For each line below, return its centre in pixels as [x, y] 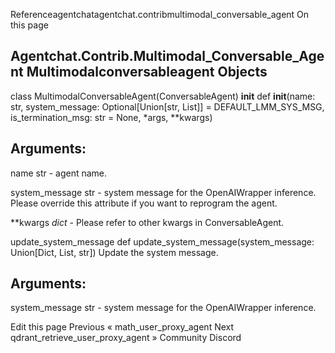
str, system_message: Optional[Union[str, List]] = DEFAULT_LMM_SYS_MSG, [167, 106]
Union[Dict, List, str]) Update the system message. [114, 252]
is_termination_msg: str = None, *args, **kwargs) [111, 117]
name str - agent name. [59, 173]
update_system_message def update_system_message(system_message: [162, 241]
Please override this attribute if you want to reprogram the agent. [144, 203]
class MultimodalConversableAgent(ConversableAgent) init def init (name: [163, 96]
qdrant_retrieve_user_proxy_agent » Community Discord [126, 338]
